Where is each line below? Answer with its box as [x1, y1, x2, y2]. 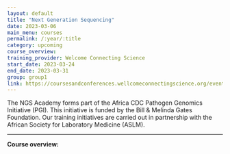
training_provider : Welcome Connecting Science [7, 55, 146, 62]
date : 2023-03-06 [7, 23, 57, 29]
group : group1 [7, 73, 48, 81]
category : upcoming [7, 42, 63, 49]
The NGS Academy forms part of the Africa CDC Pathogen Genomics [7, 99, 203, 107]
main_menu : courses [7, 29, 63, 36]
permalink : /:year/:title [7, 36, 81, 42]
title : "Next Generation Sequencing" [7, 16, 115, 23]
